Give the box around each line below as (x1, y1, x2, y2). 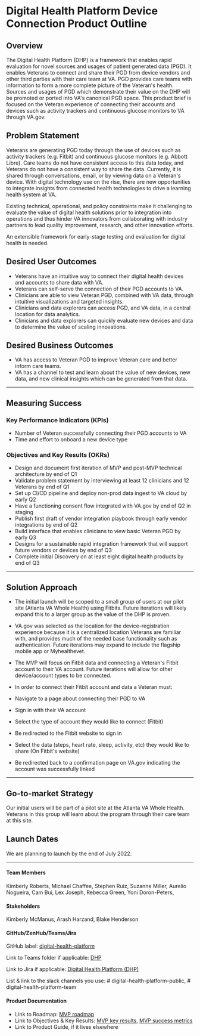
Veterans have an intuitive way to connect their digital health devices (14, 273, 184, 280)
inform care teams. (14, 363, 61, 370)
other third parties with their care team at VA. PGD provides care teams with (6, 76, 192, 82)
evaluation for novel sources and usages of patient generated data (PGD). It (6, 63, 192, 70)
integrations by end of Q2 (14, 521, 78, 528)
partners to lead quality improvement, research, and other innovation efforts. (6, 221, 194, 228)
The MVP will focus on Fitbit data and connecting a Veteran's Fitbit (14, 659, 179, 666)
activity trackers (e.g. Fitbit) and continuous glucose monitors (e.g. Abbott (6, 153, 187, 160)
